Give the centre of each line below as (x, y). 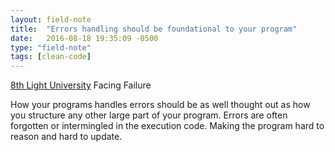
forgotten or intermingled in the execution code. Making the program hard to (167, 126)
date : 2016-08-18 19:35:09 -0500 (84, 38)
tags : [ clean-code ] (51, 57)
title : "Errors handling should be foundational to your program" (154, 29)
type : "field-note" (51, 47)
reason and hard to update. (66, 137)
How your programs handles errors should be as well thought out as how (160, 105)
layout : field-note (51, 19)
